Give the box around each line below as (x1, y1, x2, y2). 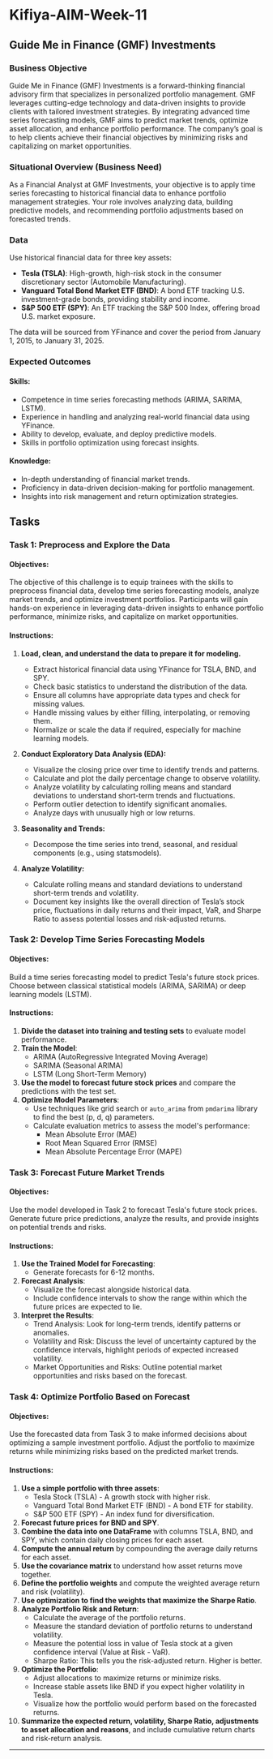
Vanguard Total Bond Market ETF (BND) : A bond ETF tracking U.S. (20, 286, 245, 295)
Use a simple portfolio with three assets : (20, 1483, 160, 1493)
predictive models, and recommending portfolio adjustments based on (9, 205, 244, 216)
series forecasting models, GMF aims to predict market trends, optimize (9, 115, 249, 125)
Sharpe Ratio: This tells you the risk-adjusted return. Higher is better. (32, 1655, 262, 1665)
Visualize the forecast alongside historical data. (32, 1284, 191, 1295)
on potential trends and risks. (9, 1222, 107, 1232)
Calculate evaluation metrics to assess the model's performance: (32, 1120, 250, 1130)
